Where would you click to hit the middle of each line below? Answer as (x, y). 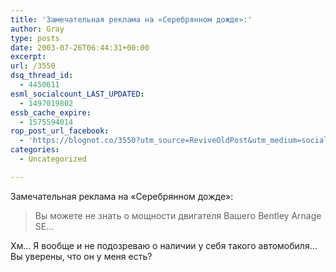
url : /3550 (33, 66)
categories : (35, 150)
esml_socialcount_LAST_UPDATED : (77, 94)
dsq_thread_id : (42, 76)
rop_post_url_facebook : (60, 131)
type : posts (35, 38)
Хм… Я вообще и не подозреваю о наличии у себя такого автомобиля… (164, 245)
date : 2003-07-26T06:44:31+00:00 (80, 47)
